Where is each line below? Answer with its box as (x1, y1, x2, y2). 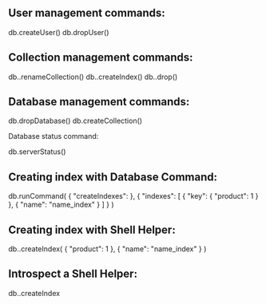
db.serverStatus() (8, 147, 66, 156)
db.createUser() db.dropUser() (8, 27, 109, 37)
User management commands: (8, 6, 165, 20)
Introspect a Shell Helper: (8, 267, 138, 281)
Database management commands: (8, 95, 190, 109)
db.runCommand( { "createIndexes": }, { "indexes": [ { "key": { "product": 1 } (8, 191, 259, 201)
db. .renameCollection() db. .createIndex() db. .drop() (8, 72, 178, 81)
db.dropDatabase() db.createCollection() (8, 116, 142, 126)
